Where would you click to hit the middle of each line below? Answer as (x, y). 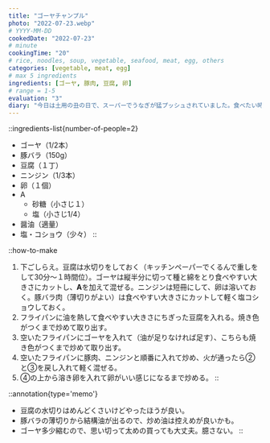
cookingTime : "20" (39, 53)
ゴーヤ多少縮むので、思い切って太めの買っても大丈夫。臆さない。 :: (131, 431)
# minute (23, 46)
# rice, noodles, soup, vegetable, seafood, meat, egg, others (117, 61)
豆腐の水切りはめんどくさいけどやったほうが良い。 (104, 411)
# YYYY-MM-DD (30, 31)
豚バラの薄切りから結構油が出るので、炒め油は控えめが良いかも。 (129, 420)
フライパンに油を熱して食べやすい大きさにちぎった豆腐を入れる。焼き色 (139, 317)
